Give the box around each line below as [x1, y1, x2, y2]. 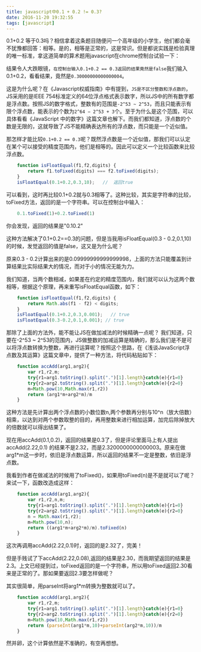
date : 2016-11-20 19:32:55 [6, 14, 74, 20]
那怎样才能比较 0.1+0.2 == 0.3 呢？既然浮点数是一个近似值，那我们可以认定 [6, 136, 191, 143]
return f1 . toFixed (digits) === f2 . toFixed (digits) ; [28, 168, 160, 174]
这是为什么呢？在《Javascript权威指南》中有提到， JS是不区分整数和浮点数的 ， [6, 85, 191, 93]
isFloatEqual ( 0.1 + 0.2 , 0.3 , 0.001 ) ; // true [17, 312, 130, 318]
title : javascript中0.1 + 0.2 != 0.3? [6, 8, 102, 15]
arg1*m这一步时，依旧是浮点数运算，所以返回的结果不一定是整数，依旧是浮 [6, 451, 191, 459]
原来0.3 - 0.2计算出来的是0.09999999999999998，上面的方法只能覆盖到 [6, 255, 187, 262]
